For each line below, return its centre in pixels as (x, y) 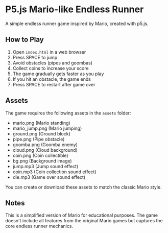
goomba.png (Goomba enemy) (45, 145)
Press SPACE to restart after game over (54, 84)
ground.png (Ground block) (41, 133)
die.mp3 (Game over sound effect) (49, 177)
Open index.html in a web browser (49, 52)
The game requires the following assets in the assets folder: (68, 113)
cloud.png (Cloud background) (45, 150)
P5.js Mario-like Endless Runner (75, 9)
